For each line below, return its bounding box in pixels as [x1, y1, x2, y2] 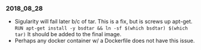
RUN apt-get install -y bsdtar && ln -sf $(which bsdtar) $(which [14, 25, 188, 31]
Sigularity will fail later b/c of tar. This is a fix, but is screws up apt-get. [14, 18, 193, 25]
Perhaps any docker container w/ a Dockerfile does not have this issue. [14, 37, 195, 45]
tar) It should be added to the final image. [14, 31, 122, 38]
